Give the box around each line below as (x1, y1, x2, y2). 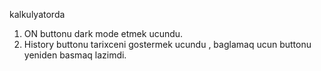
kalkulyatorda (9, 9, 66, 20)
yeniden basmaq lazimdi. (23, 49, 127, 61)
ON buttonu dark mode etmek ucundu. (23, 28, 184, 39)
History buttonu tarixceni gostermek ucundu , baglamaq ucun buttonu (23, 39, 312, 50)
